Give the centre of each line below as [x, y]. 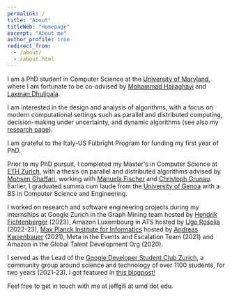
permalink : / [26, 14]
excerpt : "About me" [37, 33]
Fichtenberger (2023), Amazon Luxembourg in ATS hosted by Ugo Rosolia [114, 222]
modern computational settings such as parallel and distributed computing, [115, 114]
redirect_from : [29, 46]
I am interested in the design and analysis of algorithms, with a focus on [110, 107]
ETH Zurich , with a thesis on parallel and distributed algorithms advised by [114, 171]
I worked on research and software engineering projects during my [103, 207]
